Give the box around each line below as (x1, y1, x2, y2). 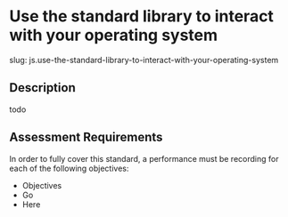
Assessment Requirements (9, 130, 163, 145)
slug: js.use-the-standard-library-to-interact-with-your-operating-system (9, 54, 279, 65)
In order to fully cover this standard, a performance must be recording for (9, 153, 279, 164)
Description (9, 80, 76, 95)
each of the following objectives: (9, 163, 129, 173)
